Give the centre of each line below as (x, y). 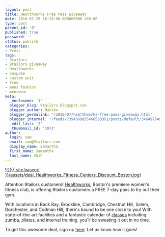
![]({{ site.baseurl (22, 169)
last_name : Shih (26, 156)
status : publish (22, 42)
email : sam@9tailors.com (35, 142)
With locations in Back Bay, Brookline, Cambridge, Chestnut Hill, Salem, (77, 204)
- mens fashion (21, 87)
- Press (13, 51)
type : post (16, 23)
